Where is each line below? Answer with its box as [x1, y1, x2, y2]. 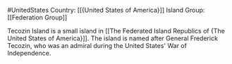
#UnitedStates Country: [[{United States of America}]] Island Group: [7, 6, 205, 14]
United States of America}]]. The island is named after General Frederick [7, 34, 219, 42]
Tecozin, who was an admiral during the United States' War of [7, 42, 187, 49]
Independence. [7, 49, 51, 57]
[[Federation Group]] [7, 13, 68, 22]
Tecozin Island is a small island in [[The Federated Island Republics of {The [7, 27, 226, 35]
